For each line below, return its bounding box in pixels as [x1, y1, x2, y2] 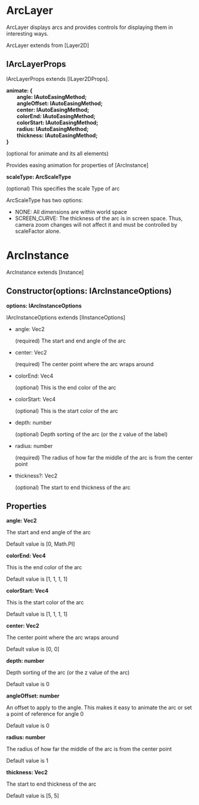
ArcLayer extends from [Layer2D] [6, 42, 90, 49]
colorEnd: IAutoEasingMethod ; [17, 112, 96, 119]
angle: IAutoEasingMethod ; [17, 93, 87, 100]
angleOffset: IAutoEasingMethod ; [17, 99, 103, 107]
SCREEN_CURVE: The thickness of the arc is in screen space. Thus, [14, 215, 183, 222]
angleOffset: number [6, 692, 60, 699]
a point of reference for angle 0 [6, 710, 84, 718]
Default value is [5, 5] [6, 792, 60, 800]
